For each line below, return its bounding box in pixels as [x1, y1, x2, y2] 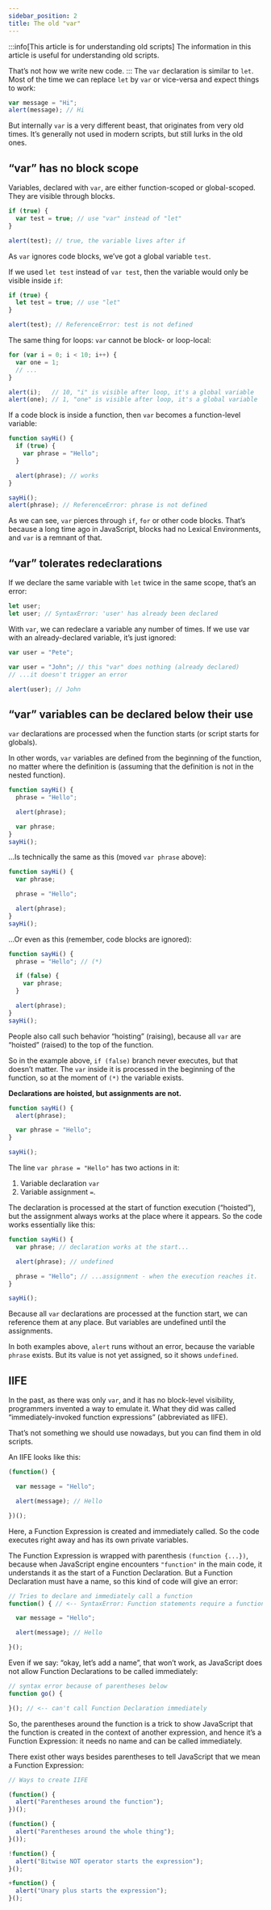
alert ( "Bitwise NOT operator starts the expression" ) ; [15, 1857, 204, 1866]
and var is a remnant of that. [8, 533, 102, 542]
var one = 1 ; [15, 358, 60, 366]
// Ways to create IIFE [8, 1776, 89, 1784]
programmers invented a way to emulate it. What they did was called [8, 1404, 236, 1414]
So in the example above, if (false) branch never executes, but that [8, 1056, 238, 1065]
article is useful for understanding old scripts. [8, 50, 160, 60]
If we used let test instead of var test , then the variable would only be [8, 267, 248, 276]
